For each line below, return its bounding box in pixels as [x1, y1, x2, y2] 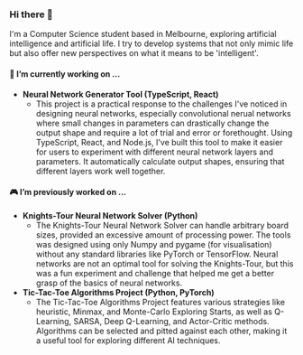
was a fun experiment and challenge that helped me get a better [35, 267, 275, 278]
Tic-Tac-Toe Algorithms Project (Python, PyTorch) [22, 286, 215, 297]
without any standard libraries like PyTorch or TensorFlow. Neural [35, 248, 279, 259]
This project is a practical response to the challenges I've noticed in [35, 98, 288, 109]
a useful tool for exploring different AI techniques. [35, 334, 221, 346]
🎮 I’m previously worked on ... [9, 187, 126, 198]
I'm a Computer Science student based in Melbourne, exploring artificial [9, 29, 277, 40]
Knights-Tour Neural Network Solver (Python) [22, 210, 198, 220]
